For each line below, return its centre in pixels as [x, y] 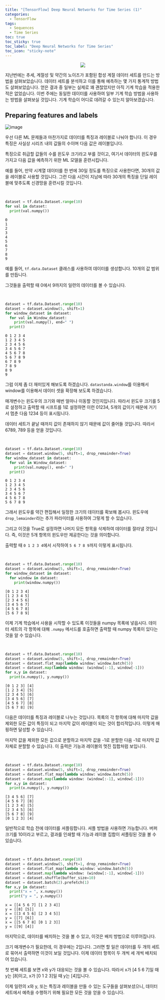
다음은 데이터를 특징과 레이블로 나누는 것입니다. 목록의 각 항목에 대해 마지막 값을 [82, 717]
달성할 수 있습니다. [36, 730]
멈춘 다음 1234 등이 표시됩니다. [40, 413]
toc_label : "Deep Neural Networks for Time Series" [59, 46]
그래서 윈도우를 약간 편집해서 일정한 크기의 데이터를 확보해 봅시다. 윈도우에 [77, 512]
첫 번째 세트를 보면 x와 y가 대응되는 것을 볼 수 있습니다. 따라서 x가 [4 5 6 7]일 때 [82, 970]
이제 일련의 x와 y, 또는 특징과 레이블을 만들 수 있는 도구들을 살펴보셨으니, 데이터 [82, 986]
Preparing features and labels [51, 115]
